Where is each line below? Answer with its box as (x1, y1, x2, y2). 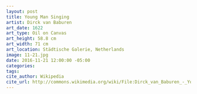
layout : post (6, 8, 38, 15)
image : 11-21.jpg (6, 52, 49, 58)
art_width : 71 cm (6, 41, 49, 47)
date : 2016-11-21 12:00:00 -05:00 (6, 57, 91, 63)
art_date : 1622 (6, 25, 43, 31)
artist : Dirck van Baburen (6, 19, 72, 25)
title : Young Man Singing (6, 14, 69, 20)
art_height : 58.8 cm (6, 36, 57, 41)
